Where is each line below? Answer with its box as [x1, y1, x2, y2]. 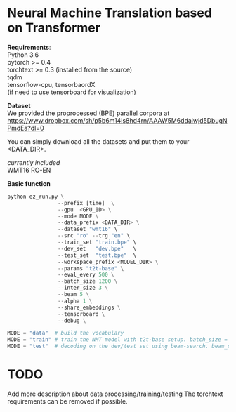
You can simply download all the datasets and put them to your [7, 137, 190, 145]
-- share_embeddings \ [57, 304, 121, 311]
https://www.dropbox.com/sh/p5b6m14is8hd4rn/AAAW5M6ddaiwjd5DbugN [7, 116, 228, 124]
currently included [7, 158, 60, 166]
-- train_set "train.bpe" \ [57, 239, 137, 246]
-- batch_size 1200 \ [57, 278, 118, 285]
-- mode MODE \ [57, 213, 99, 220]
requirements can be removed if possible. [7, 397, 128, 405]
